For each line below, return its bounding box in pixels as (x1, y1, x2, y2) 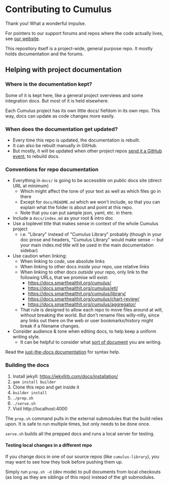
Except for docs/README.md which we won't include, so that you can (20, 199, 160, 205)
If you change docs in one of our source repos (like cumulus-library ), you (5, 453, 160, 460)
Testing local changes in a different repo (5, 442, 92, 448)
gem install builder (12, 379, 56, 385)
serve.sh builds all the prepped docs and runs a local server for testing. (5, 430, 155, 437)
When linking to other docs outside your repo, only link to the (20, 269, 148, 275)
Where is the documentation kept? (5, 81, 92, 88)
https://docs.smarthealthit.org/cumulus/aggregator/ (27, 301, 136, 307)
